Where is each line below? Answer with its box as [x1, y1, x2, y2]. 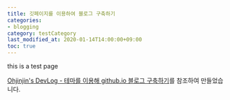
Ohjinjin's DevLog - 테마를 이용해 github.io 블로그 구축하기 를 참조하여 [7, 76, 199, 85]
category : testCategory [7, 29, 77, 37]
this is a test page [7, 62, 58, 70]
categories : [7, 17, 42, 24]
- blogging [7, 23, 39, 30]
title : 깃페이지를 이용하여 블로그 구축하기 [7, 10, 115, 17]
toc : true [7, 43, 36, 50]
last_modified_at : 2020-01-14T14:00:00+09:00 [7, 36, 142, 43]
